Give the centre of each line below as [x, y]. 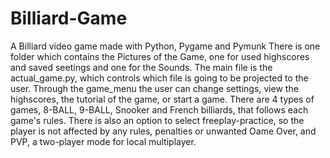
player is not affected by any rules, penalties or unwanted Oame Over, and [163, 131]
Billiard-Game [69, 18]
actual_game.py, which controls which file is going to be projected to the [159, 78]
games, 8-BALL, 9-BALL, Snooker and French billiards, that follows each [159, 109]
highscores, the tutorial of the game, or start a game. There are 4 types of [162, 99]
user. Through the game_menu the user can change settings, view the [154, 88]
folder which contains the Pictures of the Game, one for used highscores [160, 56]
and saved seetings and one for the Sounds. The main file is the [141, 67]
